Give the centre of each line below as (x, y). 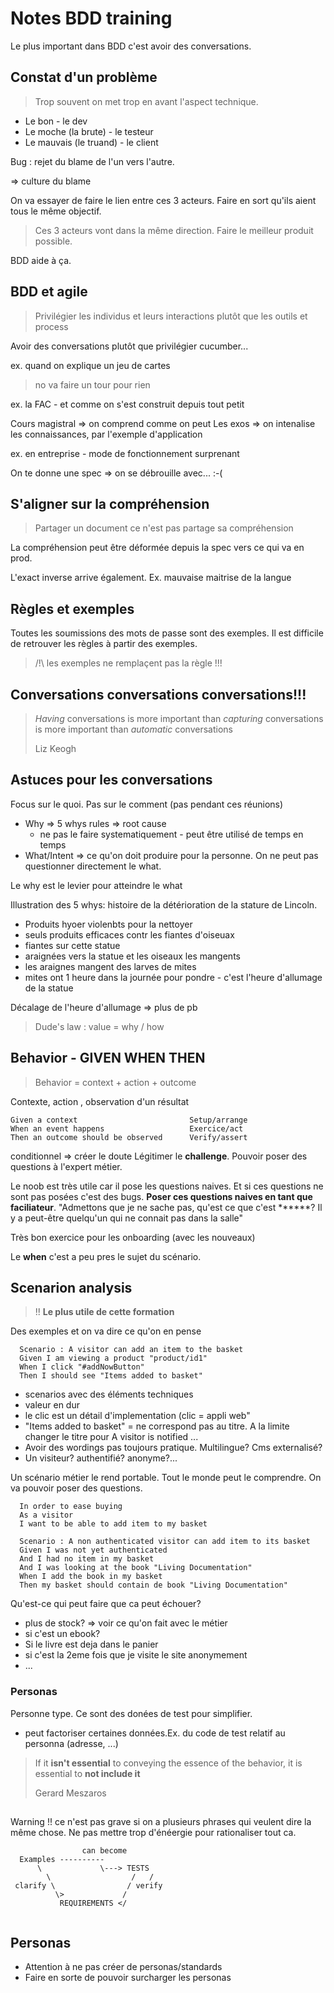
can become (104, 1851)
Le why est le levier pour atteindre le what (96, 885)
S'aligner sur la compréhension (110, 503)
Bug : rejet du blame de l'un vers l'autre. (92, 161)
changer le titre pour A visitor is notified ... (111, 1437)
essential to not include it (87, 1773)
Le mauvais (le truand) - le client (91, 142)
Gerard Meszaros (70, 1793)
